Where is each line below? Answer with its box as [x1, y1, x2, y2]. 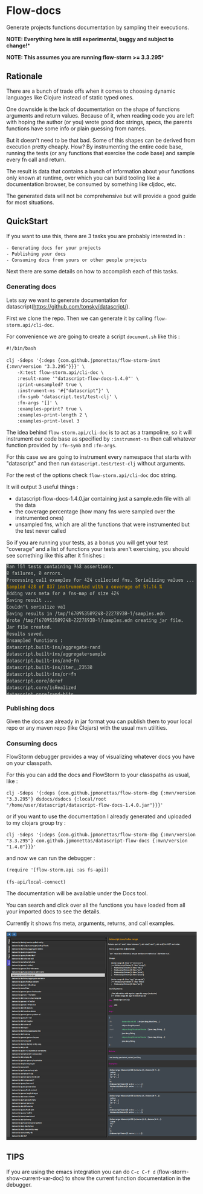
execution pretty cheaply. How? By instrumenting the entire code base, [6, 143, 183, 150]
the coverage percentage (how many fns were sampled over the [14, 507, 175, 515]
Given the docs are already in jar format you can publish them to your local [6, 718, 192, 725]
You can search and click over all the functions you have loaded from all [6, 901, 185, 909]
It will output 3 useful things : [6, 483, 79, 490]
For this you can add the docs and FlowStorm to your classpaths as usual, [6, 771, 190, 779]
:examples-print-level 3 [17, 418, 80, 424]
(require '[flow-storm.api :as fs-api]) [6, 867, 110, 873]
